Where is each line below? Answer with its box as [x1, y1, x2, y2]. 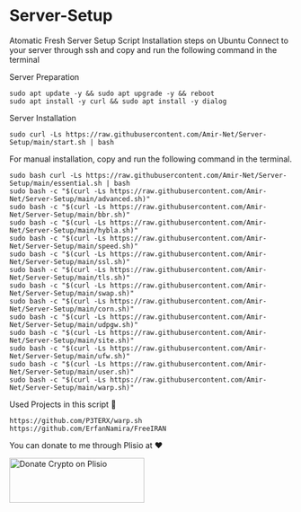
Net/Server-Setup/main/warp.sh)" [9, 383, 135, 392]
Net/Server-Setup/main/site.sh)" [9, 336, 135, 345]
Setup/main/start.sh [9, 137, 87, 146]
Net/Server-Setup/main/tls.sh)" [9, 273, 130, 282]
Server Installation [9, 112, 76, 123]
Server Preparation [9, 71, 80, 82]
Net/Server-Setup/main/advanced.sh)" [9, 194, 151, 203]
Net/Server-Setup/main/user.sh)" [9, 367, 135, 376]
